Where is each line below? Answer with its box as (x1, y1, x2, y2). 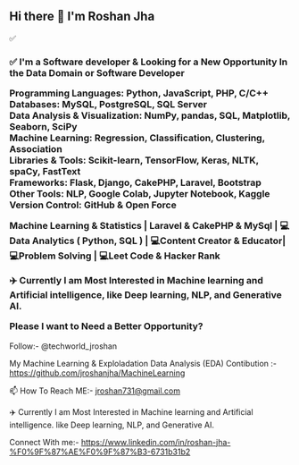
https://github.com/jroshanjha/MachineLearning (9, 368, 186, 378)
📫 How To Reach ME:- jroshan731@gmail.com (9, 385, 181, 396)
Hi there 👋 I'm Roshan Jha (9, 9, 155, 24)
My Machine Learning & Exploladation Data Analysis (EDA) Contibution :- (9, 358, 277, 368)
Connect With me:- (9, 436, 79, 447)
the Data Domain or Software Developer (9, 66, 185, 79)
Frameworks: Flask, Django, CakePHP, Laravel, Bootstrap (9, 176, 262, 189)
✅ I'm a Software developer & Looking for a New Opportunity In (9, 55, 288, 68)
